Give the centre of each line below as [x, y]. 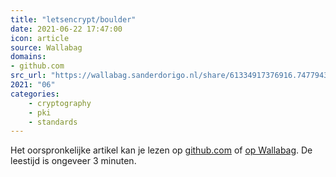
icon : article [40, 38]
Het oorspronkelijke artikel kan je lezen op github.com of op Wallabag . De [161, 150]
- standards [53, 122]
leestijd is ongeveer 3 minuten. [73, 161]
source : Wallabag [46, 47]
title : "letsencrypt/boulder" [73, 19]
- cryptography [60, 103]
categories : [35, 94]
